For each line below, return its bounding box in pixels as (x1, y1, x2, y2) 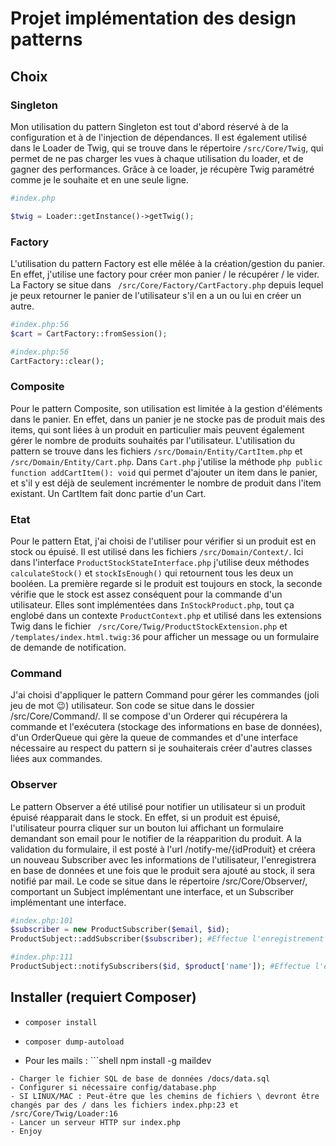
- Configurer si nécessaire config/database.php (10, 1082, 217, 1092)
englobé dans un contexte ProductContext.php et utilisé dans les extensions (10, 610, 322, 622)
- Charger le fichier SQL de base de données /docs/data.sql (10, 1073, 271, 1084)
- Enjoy (10, 1126, 43, 1136)
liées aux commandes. (10, 753, 103, 765)
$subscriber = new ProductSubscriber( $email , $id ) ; (10, 925, 230, 935)
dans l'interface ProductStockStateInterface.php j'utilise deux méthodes (10, 557, 310, 569)
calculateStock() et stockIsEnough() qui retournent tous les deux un (10, 567, 294, 579)
